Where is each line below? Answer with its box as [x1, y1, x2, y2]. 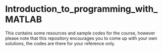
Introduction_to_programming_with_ [5, 3, 158, 15]
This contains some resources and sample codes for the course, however [5, 30, 156, 36]
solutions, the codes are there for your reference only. [5, 40, 115, 46]
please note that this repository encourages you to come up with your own [5, 35, 158, 41]
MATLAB [5, 14, 42, 25]
